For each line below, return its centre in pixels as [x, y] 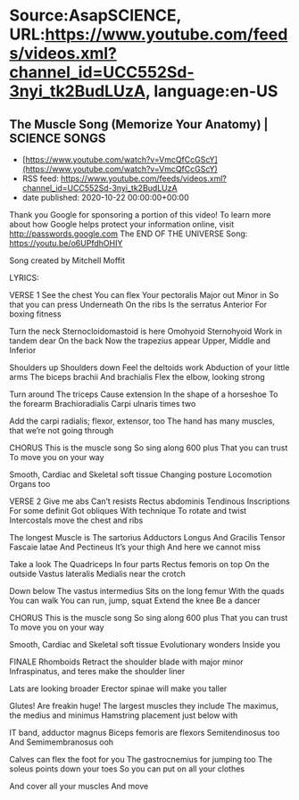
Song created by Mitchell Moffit [67, 260]
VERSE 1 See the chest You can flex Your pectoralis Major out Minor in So [144, 295]
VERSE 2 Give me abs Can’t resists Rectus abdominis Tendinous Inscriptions [149, 501]
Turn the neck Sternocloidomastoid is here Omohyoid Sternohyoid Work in [146, 331]
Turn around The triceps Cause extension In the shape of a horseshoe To [144, 394]
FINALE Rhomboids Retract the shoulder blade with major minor [126, 662]
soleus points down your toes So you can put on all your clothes [127, 769]
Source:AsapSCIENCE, [95, 16]
